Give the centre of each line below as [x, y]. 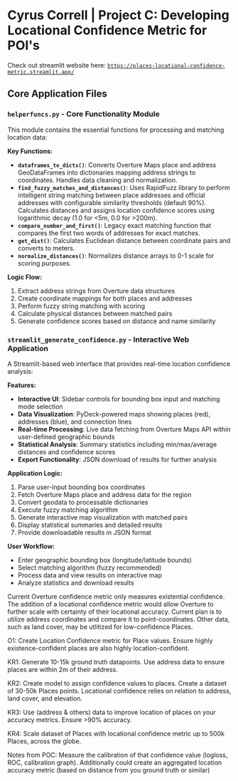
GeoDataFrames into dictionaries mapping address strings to [107, 172]
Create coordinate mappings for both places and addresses [105, 298]
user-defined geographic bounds [66, 436]
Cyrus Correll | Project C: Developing [118, 15]
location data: [27, 137]
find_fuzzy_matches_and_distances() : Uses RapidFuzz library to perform [124, 187]
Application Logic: [35, 473]
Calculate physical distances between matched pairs [95, 313]
